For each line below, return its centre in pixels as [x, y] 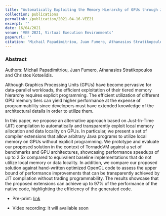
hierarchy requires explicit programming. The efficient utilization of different [82, 95]
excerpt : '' [17, 23]
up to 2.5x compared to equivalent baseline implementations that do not [78, 157]
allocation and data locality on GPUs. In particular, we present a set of [76, 131]
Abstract [16, 59]
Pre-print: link [26, 199]
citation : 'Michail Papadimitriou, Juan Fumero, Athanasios [68, 42]
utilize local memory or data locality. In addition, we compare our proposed [81, 163]
